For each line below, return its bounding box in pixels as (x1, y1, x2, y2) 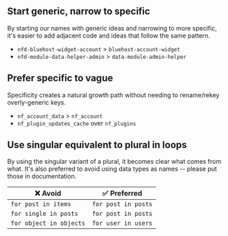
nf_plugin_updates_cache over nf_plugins (17, 119, 137, 127)
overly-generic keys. (7, 98, 67, 106)
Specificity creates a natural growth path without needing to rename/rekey (7, 90, 220, 99)
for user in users (91, 219, 153, 228)
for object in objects (10, 219, 85, 228)
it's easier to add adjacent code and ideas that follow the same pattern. (7, 31, 211, 40)
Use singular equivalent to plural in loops (7, 139, 187, 151)
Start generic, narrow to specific (7, 6, 150, 17)
